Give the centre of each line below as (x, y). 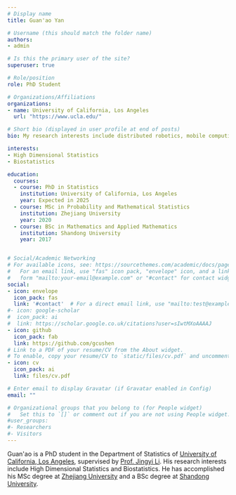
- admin (19, 46)
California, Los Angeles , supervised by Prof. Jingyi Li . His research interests (117, 461)
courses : (26, 181)
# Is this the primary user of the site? (69, 59)
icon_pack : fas (36, 298)
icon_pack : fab (36, 337)
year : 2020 (36, 220)
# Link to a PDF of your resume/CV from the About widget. (96, 350)
